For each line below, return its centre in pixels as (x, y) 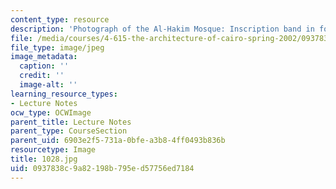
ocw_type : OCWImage (51, 112)
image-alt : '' (48, 85)
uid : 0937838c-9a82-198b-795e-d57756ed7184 (102, 168)
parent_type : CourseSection (69, 131)
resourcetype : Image (53, 150)
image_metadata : (44, 57)
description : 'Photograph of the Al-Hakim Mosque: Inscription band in (162, 29)
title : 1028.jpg (44, 159)
